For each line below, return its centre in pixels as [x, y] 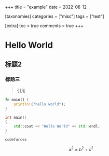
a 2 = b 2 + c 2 [81, 149]
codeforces [16, 140]
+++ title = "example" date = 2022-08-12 [46, 7]
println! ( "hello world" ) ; [40, 104]
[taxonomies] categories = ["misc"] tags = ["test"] [55, 16]
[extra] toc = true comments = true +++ [44, 26]
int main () [16, 117]
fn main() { [17, 99]
